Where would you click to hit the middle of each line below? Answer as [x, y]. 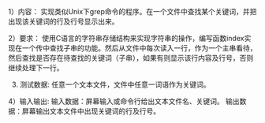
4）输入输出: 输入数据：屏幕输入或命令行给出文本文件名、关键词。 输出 [124, 101]
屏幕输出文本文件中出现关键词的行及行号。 [91, 111]
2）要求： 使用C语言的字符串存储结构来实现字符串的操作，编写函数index [126, 38]
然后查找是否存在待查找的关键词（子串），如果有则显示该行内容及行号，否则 [131, 58]
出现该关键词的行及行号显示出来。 [63, 21]
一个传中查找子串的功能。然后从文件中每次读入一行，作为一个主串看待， [139, 48]
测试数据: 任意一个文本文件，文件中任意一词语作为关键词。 [115, 84]
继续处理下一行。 [36, 68]
